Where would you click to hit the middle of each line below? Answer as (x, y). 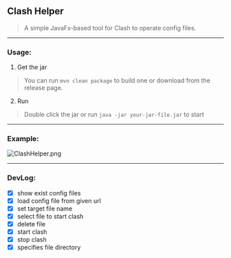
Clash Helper (35, 11)
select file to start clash (50, 216)
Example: (23, 139)
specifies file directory (49, 248)
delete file (31, 224)
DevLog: (22, 178)
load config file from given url (59, 201)
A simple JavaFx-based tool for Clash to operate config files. (110, 28)
